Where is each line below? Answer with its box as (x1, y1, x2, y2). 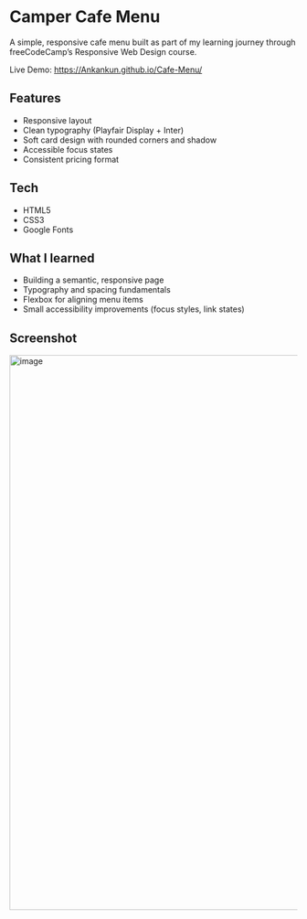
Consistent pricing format (22, 154, 120, 165)
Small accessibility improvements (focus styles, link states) (22, 304, 245, 315)
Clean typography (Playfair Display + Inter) (22, 124, 185, 135)
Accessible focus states (22, 144, 113, 155)
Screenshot (9, 330, 78, 346)
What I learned (9, 250, 95, 266)
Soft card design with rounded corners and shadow (22, 134, 217, 145)
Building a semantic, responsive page (22, 274, 164, 285)
